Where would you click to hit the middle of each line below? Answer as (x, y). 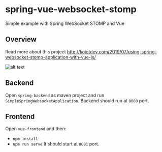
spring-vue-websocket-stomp (71, 9)
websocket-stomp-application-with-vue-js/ (51, 57)
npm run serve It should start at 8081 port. (56, 144)
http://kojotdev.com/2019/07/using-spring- (112, 51)
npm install (25, 139)
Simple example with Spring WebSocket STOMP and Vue (65, 23)
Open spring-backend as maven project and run (55, 95)
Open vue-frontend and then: (36, 129)
